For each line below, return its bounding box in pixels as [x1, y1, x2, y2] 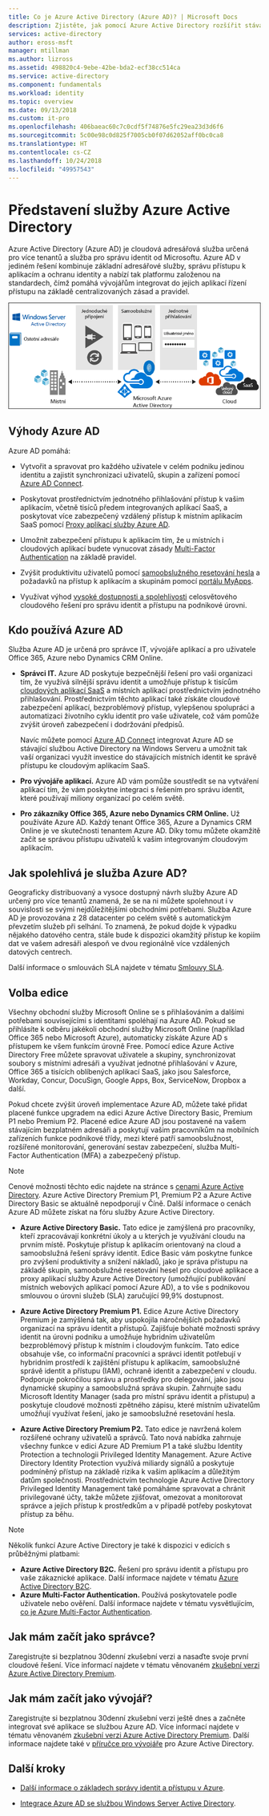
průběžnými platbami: [8, 1549, 80, 1559]
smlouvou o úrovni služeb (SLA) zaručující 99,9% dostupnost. [19, 1291, 224, 1300]
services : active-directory [8, 30, 102, 38]
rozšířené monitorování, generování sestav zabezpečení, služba [8, 1143, 219, 1152]
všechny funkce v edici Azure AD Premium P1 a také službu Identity [19, 1442, 243, 1451]
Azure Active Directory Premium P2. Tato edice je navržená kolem [19, 1424, 242, 1434]
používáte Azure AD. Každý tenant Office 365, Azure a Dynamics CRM [19, 818, 252, 827]
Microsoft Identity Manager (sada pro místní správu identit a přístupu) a [19, 1392, 256, 1401]
